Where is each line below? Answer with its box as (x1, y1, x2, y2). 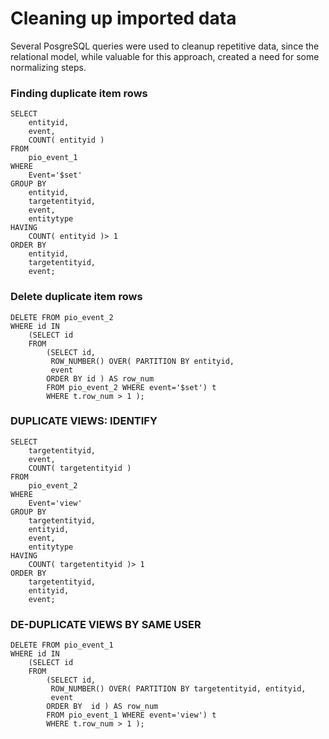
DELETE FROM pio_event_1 (10, 640, 114, 651)
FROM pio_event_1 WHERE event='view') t (46, 710, 217, 721)
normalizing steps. (10, 61, 87, 73)
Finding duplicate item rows (10, 86, 148, 100)
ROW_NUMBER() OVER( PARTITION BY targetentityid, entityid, (50, 684, 307, 694)
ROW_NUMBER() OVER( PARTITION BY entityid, (50, 356, 235, 366)
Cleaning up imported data (10, 7, 237, 30)
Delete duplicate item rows (10, 290, 143, 304)
